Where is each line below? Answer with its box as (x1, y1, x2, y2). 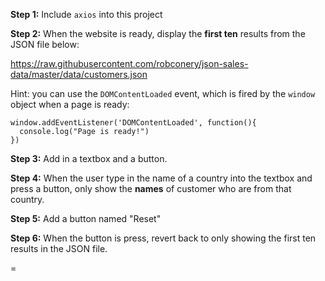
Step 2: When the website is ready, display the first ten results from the (10, 28, 306, 39)
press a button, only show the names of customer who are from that (10, 183, 292, 194)
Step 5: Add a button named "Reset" (10, 213, 162, 224)
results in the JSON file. (10, 243, 108, 254)
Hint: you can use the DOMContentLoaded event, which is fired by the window (10, 88, 316, 99)
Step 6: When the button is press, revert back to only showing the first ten (10, 232, 317, 244)
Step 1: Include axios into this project (10, 9, 163, 20)
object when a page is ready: (10, 99, 130, 110)
